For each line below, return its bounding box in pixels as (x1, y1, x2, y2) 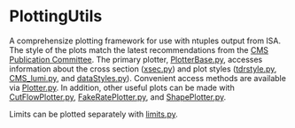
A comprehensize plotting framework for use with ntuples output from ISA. (9, 35, 282, 46)
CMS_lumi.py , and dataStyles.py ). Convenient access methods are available (9, 72, 286, 83)
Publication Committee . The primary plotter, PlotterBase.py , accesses (9, 54, 263, 64)
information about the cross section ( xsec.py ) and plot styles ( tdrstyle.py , (9, 64, 277, 74)
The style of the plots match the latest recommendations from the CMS (9, 44, 268, 55)
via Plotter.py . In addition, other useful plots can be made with (9, 82, 235, 93)
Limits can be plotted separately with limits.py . (9, 109, 179, 119)
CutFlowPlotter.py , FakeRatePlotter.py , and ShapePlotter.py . (9, 91, 227, 102)
